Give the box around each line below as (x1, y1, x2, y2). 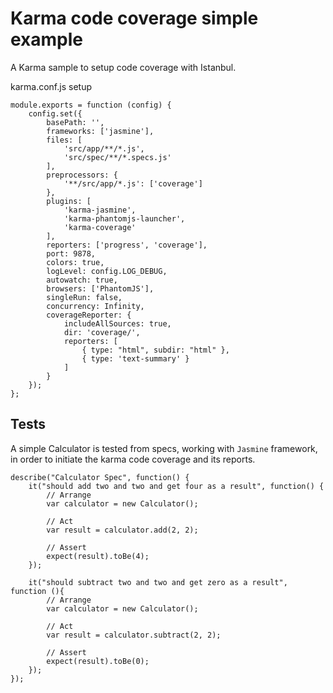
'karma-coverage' (63, 222, 137, 232)
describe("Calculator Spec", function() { (10, 472, 190, 482)
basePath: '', (46, 117, 105, 127)
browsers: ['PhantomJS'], (46, 283, 155, 294)
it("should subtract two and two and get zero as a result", (28, 577, 288, 587)
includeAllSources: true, (63, 318, 172, 329)
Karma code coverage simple (10, 7, 259, 30)
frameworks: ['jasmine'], (46, 126, 155, 136)
